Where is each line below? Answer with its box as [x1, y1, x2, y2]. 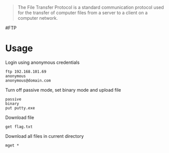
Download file [5, 114, 35, 121]
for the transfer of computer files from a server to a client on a [17, 10, 148, 16]
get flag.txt [5, 124, 33, 129]
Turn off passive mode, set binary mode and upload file [5, 87, 121, 93]
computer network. [17, 15, 58, 21]
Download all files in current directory [5, 133, 84, 139]
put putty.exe [5, 105, 36, 110]
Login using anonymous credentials [5, 59, 80, 65]
